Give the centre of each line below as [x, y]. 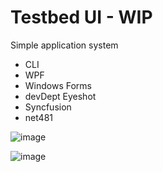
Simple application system [64, 45]
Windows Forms [58, 85]
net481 [39, 117]
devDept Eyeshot [60, 96]
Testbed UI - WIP [81, 17]
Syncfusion [48, 107]
